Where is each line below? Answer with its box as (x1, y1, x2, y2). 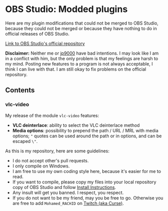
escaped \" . (12, 138, 38, 144)
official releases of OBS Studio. (5, 31, 70, 37)
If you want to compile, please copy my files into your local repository (12, 179, 156, 185)
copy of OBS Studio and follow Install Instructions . (12, 184, 116, 190)
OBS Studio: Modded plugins (5, 4, 128, 15)
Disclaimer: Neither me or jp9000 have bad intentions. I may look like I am (5, 50, 159, 56)
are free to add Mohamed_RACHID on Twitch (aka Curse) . (12, 200, 124, 206)
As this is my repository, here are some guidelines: (5, 148, 109, 154)
